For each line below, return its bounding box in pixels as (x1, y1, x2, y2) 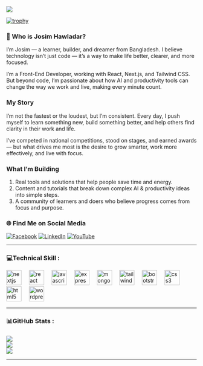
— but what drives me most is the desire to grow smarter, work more (6, 143, 177, 150)
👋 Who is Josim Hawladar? (6, 32, 86, 40)
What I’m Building (6, 164, 59, 173)
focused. (6, 59, 28, 66)
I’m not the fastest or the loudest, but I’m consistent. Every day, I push (6, 112, 180, 120)
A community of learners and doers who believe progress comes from (14, 197, 190, 205)
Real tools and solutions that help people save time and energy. (14, 178, 173, 185)
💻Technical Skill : (6, 254, 60, 262)
